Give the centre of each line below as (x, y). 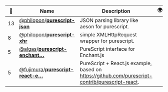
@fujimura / (32, 69)
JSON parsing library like (109, 20)
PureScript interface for (107, 49)
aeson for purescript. (104, 27)
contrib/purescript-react (109, 82)
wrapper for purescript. (107, 41)
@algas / (29, 49)
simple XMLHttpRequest (108, 35)
